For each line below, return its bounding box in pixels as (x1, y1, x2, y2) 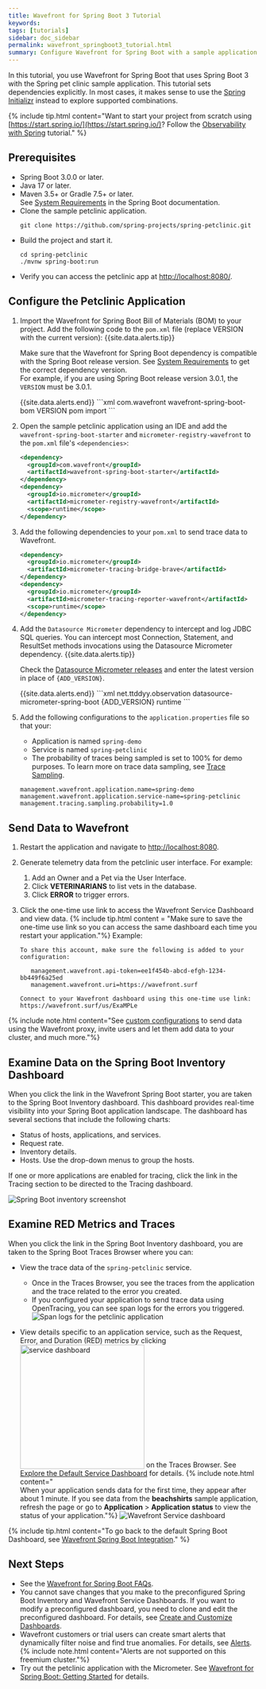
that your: (19, 721, 52, 731)
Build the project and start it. (19, 235, 114, 245)
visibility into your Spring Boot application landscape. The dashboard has (8, 1106, 248, 1116)
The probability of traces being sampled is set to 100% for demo (31, 753, 243, 763)
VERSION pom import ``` (36, 406, 116, 415)
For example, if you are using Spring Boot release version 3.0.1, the (19, 373, 238, 382)
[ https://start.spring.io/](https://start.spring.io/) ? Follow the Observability (8, 120, 246, 129)
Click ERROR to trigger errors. (31, 890, 129, 899)
